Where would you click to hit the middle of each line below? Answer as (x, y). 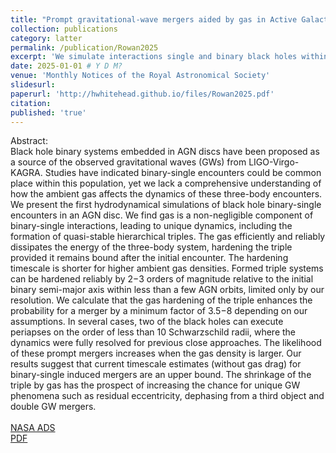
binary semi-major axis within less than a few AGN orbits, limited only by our (167, 290)
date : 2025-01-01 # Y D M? (66, 66)
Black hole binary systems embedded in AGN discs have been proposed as (165, 152)
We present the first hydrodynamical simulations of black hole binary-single (166, 205)
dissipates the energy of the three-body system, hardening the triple (151, 247)
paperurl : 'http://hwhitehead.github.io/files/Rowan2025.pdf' (142, 94)
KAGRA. (26, 173)
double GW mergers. (53, 407)
